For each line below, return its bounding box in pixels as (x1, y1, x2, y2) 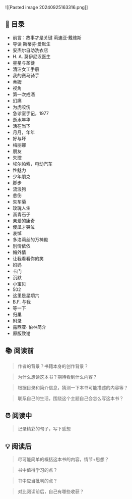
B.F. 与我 (12, 298, 31, 305)
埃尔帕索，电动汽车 (12, 161, 53, 167)
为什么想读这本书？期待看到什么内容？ (17, 374, 97, 380)
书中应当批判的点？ (17, 478, 58, 484)
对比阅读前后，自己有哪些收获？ (17, 488, 84, 494)
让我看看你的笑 (12, 255, 44, 262)
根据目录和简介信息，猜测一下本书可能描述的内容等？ (17, 384, 128, 390)
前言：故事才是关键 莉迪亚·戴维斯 (12, 34, 82, 40)
